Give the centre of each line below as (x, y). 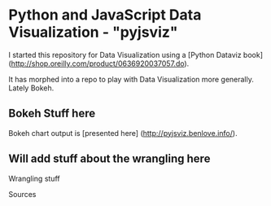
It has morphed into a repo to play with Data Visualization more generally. (131, 79)
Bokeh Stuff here (52, 114)
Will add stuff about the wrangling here (109, 159)
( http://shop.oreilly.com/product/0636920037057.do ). (99, 64)
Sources (22, 194)
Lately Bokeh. (31, 88)
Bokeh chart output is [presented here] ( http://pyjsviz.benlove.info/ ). (123, 133)
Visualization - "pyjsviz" (93, 32)
